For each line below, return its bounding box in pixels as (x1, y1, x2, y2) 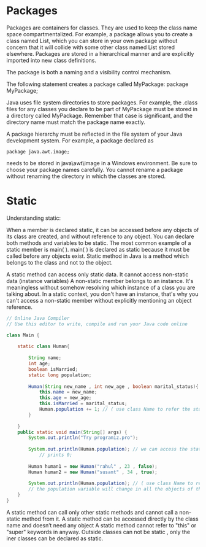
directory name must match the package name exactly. (6, 118, 145, 126)
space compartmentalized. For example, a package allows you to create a (6, 30, 193, 37)
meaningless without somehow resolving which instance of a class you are (6, 284, 196, 291)
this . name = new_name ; (39, 389, 97, 395)
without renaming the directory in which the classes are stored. (6, 173, 166, 180)
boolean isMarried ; (28, 366, 78, 372)
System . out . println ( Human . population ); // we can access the (28, 446, 188, 452)
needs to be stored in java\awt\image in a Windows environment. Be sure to (6, 159, 197, 166)
